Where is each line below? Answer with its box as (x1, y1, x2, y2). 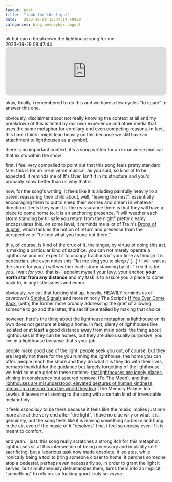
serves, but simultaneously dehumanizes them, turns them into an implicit (5, 465, 161, 471)
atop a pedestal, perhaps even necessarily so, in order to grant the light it (5, 460, 160, 466)
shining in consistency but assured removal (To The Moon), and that (5, 375, 149, 381)
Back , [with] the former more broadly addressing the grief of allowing (5, 300, 152, 307)
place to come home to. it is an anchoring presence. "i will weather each (5, 210, 158, 216)
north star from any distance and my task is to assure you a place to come (5, 274, 164, 280)
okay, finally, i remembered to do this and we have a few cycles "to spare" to (5, 100, 167, 106)
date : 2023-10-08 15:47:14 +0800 (5, 17, 81, 22)
